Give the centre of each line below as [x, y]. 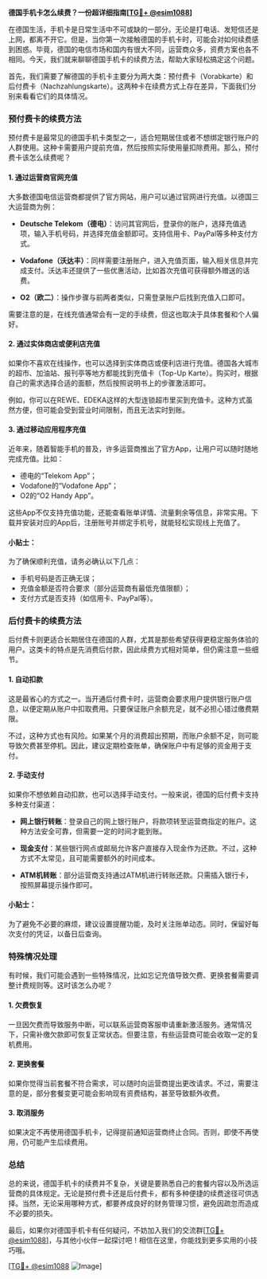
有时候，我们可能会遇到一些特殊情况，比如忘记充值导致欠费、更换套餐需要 [130, 975]
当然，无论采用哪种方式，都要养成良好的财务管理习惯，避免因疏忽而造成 [140, 1203]
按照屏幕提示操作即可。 [58, 885]
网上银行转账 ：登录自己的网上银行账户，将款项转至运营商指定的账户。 [135, 821]
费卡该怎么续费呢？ [40, 158]
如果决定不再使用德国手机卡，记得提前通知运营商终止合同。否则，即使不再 [130, 1132]
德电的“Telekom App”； [58, 475]
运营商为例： [36, 206]
